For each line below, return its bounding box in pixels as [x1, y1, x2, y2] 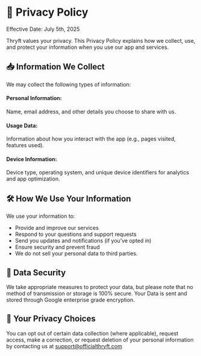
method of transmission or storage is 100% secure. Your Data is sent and [6, 290, 188, 297]
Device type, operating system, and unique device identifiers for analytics [6, 169, 190, 176]
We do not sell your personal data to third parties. [14, 250, 138, 257]
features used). [6, 142, 44, 149]
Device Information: [6, 155, 57, 162]
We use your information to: [6, 212, 75, 220]
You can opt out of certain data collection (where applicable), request [6, 329, 179, 337]
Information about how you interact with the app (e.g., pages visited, [6, 135, 176, 142]
